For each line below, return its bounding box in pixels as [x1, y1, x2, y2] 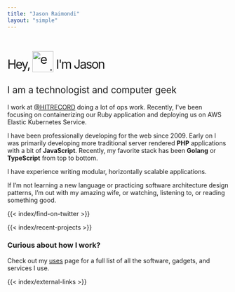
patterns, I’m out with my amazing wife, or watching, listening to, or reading [7, 188, 226, 197]
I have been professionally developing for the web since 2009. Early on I [7, 131, 216, 140]
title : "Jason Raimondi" [7, 10, 80, 18]
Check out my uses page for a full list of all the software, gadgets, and [7, 256, 210, 265]
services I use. [7, 264, 50, 272]
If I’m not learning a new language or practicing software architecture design [7, 180, 229, 190]
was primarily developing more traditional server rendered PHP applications [7, 138, 227, 147]
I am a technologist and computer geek [7, 84, 177, 96]
